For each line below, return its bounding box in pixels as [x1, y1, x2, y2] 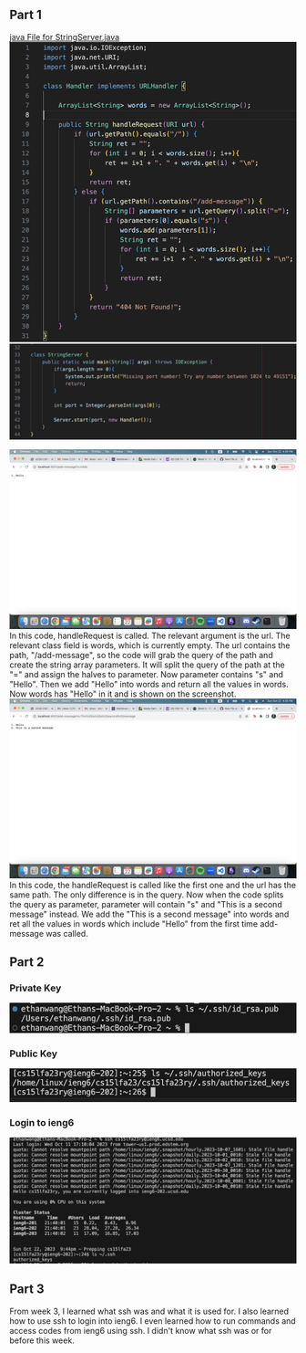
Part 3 [9, 1282, 45, 1297]
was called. [45, 928, 88, 939]
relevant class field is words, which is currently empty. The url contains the [9, 639, 291, 651]
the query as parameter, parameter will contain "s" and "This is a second [9, 898, 282, 909]
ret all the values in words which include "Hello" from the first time [9, 918, 258, 929]
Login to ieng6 [9, 1116, 75, 1128]
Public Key [9, 1047, 57, 1060]
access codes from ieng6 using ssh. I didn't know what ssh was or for [9, 1325, 272, 1336]
